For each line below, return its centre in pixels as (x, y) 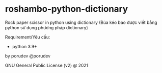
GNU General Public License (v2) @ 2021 (47, 65)
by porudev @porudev (28, 56)
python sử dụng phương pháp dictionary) (47, 27)
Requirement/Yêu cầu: (27, 37)
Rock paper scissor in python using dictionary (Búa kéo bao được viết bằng (81, 22)
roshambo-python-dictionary (67, 9)
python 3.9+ (25, 46)
